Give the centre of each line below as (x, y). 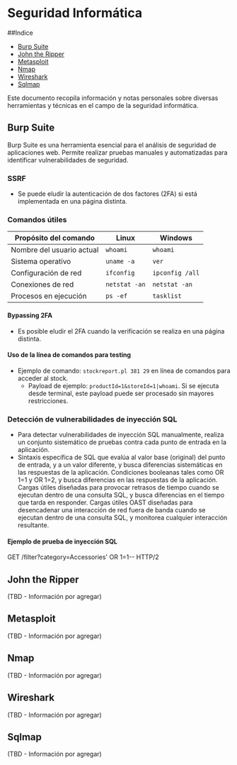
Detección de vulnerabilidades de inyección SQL (92, 419)
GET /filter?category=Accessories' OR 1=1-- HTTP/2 (83, 557)
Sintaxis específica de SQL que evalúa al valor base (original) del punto (121, 457)
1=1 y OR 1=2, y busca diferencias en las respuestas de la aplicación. (117, 480)
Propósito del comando (55, 238)
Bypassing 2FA (30, 315)
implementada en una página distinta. (72, 202)
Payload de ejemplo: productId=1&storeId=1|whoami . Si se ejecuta (123, 385)
